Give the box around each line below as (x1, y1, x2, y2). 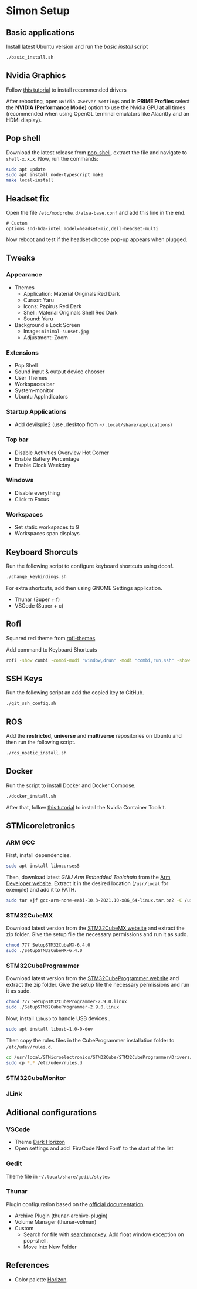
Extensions (6, 348, 39, 356)
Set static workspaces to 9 (14, 524, 79, 531)
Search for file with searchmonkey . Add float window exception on (23, 1231, 184, 1238)
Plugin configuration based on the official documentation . (6, 1200, 145, 1207)
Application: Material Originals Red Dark (23, 290, 120, 297)
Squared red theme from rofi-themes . (6, 635, 97, 642)
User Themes (14, 374, 48, 381)
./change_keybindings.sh (6, 573, 67, 579)
